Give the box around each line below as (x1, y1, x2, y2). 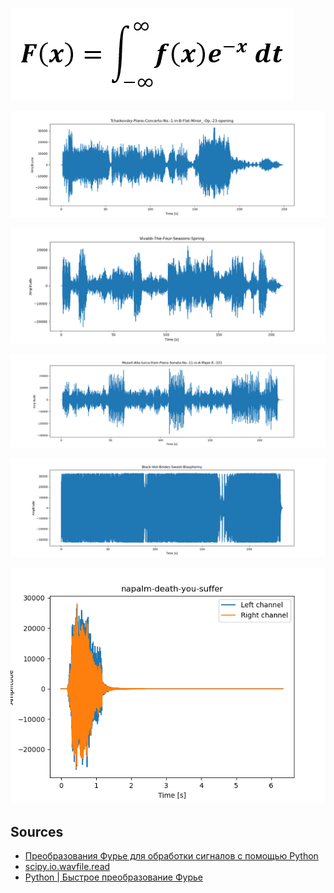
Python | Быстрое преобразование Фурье (24, 871, 203, 883)
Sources (10, 823, 64, 840)
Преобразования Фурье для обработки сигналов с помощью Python (24, 850, 319, 862)
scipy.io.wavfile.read (24, 861, 111, 873)
